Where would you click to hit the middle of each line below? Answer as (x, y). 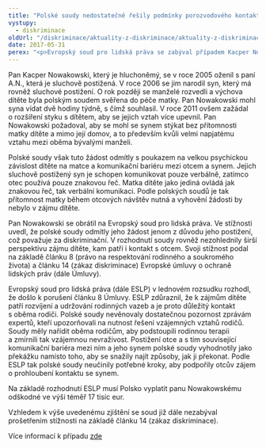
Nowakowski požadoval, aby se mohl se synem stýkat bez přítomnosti (123, 125)
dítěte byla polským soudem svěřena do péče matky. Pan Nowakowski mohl (132, 100)
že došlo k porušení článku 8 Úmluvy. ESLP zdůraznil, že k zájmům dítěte (127, 297)
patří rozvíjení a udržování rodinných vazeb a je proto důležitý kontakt (122, 306)
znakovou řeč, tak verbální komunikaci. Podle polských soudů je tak (119, 191)
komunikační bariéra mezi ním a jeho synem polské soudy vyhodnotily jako (130, 348)
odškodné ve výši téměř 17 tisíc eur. (66, 397)
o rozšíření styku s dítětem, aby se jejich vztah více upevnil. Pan (112, 117)
